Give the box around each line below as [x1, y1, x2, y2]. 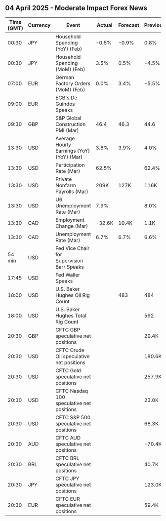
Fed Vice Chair [55, 244, 90, 251]
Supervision [55, 257, 83, 264]
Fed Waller [55, 271, 81, 278]
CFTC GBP [55, 326, 81, 333]
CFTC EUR [55, 495, 80, 502]
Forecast [118, 22, 140, 29]
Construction [55, 120, 86, 127]
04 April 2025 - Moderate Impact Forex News [5, 4, 147, 12]
